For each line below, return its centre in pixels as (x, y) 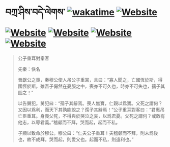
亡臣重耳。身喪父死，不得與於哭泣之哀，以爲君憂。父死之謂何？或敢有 (91, 116)
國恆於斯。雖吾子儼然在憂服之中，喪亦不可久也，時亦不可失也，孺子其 (91, 86)
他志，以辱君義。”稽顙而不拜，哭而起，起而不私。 (69, 122)
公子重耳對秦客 (33, 58)
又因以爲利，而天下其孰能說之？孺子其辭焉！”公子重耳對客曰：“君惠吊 (91, 109)
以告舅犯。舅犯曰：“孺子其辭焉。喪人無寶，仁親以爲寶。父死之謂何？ (90, 103)
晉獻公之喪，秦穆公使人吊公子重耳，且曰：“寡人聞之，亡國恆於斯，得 (90, 80)
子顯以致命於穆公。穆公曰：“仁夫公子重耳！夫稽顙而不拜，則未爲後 (88, 133)
